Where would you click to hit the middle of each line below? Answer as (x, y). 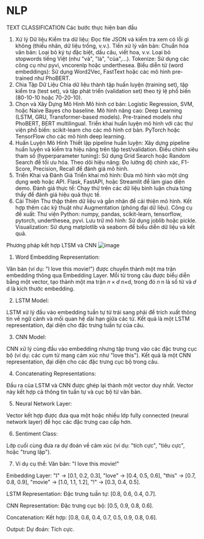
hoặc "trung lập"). (29, 452)
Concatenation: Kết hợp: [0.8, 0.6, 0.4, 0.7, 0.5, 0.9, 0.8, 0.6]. (82, 517)
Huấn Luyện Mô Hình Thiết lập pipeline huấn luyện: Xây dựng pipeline (102, 143)
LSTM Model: (32, 300)
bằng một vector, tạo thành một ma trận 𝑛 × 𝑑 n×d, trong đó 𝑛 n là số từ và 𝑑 (101, 281)
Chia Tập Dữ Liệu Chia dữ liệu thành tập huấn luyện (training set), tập (102, 84)
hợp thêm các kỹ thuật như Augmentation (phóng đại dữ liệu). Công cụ (104, 207)
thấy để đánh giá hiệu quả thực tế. (58, 194)
